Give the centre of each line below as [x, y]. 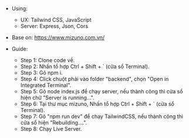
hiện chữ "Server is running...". [58, 97]
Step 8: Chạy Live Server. [51, 129]
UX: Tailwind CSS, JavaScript [56, 20]
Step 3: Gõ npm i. [41, 73]
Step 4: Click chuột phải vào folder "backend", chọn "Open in [95, 79]
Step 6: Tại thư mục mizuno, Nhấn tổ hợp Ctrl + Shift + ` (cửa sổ [97, 104]
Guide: [20, 49]
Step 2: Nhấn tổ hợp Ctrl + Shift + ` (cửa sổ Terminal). [85, 66]
